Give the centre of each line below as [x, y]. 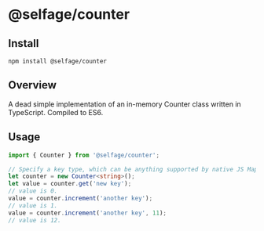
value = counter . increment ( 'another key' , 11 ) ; [88, 213]
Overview [33, 85]
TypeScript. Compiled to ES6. [56, 112]
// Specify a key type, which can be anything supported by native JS [126, 169]
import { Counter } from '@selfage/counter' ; [84, 155]
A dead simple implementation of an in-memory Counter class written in [125, 104]
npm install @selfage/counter [58, 61]
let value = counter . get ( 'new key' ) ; [70, 184]
